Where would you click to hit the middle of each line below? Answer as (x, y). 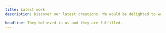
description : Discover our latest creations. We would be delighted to (80, 14)
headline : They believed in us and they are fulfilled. (64, 23)
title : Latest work (25, 9)
